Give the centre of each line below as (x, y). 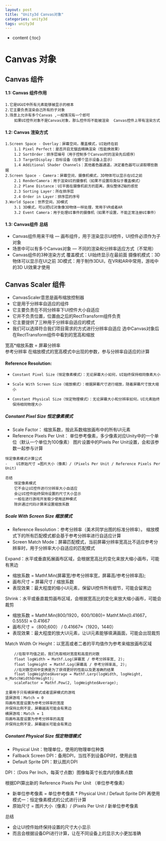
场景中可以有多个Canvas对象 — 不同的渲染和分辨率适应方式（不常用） (84, 249)
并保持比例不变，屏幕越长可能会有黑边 (38, 725)
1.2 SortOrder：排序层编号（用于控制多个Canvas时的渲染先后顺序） (76, 155)
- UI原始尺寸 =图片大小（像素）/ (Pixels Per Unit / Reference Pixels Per (83, 464)
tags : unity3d (20, 24)
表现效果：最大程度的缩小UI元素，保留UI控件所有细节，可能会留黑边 (82, 588)
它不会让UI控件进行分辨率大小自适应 (46, 489)
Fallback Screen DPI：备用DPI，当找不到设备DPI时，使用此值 (75, 756)
